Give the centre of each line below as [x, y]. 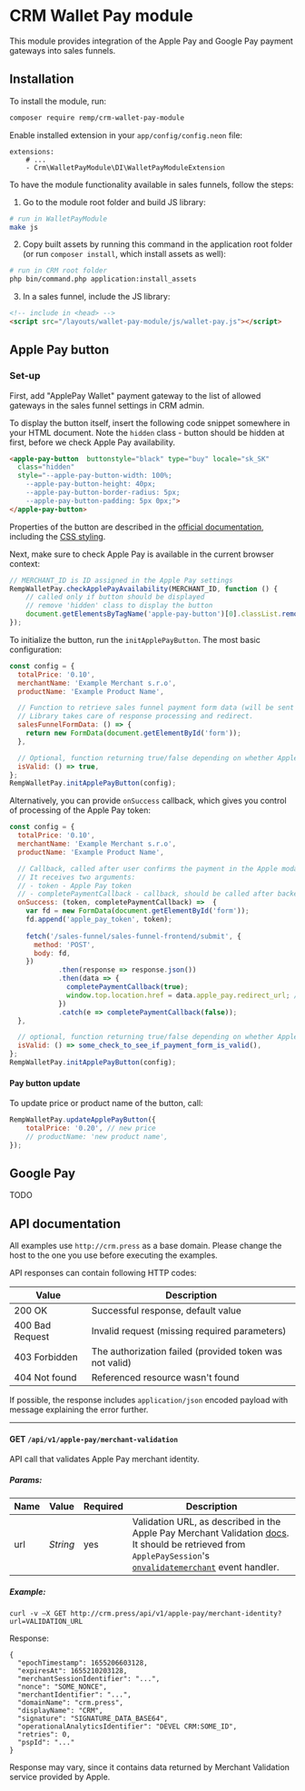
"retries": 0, [44, 1735]
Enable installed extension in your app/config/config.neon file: [126, 135]
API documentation [65, 1224]
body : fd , [52, 953]
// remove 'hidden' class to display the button [119, 606]
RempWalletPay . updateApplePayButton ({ [83, 1120]
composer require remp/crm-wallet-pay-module [97, 118]
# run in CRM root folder [58, 271]
